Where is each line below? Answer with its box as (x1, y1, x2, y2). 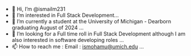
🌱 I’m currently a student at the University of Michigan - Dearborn (11, 18, 172, 24)
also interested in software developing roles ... (11, 37, 124, 43)
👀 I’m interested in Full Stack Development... (11, 12, 119, 19)
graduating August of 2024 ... (11, 24, 84, 31)
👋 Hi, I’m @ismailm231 (11, 6, 66, 12)
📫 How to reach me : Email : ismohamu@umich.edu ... (11, 43, 144, 50)
